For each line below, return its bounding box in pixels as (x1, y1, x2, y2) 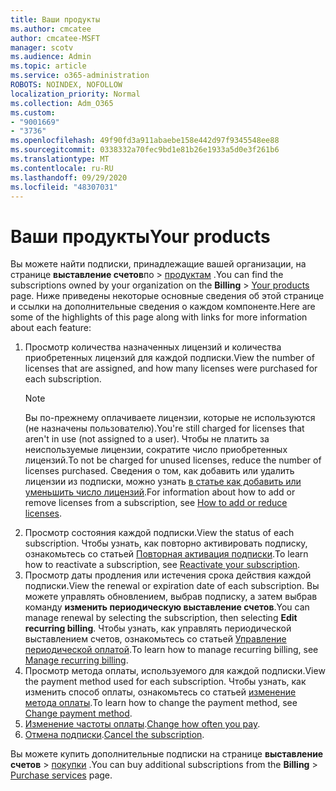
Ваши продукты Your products (10, 225, 271, 248)
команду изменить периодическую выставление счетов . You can (24, 601, 310, 613)
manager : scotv (10, 42, 74, 53)
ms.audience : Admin (10, 52, 92, 62)
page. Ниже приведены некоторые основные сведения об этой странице (10, 290, 325, 302)
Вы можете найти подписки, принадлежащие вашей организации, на (10, 258, 307, 270)
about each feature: (10, 322, 92, 334)
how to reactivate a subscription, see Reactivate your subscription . (24, 559, 301, 571)
